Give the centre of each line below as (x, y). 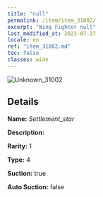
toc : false (23, 53)
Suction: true (27, 173)
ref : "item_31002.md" (39, 46)
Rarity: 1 (19, 146)
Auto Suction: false (36, 186)
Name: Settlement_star (41, 119)
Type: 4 (19, 160)
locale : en (23, 40)
